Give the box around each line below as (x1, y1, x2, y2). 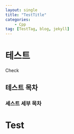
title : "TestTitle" (5, 12, 47, 17)
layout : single (5, 7, 38, 13)
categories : (5, 17, 31, 22)
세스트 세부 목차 (5, 100, 42, 107)
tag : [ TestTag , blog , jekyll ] (5, 27, 70, 32)
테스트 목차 (5, 83, 38, 92)
